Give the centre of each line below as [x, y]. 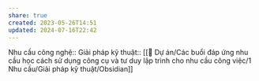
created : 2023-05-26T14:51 [53, 23]
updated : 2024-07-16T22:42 [53, 30]
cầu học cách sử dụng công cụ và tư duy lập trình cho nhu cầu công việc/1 [130, 61]
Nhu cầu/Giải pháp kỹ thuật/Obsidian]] [71, 69]
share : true [28, 15]
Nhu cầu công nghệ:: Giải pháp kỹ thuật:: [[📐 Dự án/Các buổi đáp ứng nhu [128, 53]
